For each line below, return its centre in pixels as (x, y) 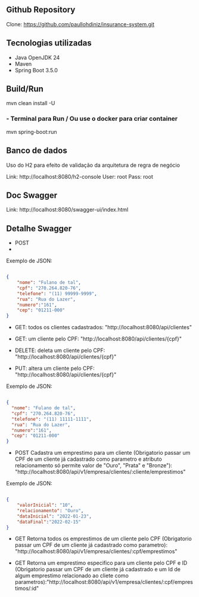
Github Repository (41, 10)
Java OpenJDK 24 (37, 57)
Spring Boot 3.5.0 (36, 70)
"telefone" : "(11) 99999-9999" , (57, 293)
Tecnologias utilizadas (49, 43)
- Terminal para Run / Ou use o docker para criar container (92, 119)
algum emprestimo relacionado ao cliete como (72, 575)
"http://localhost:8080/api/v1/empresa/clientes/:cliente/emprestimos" (100, 472)
